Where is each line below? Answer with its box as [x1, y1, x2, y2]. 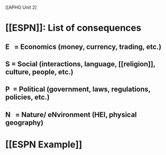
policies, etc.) [5, 93, 50, 101]
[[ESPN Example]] [5, 139, 83, 150]
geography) [5, 118, 43, 127]
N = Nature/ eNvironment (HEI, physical [5, 110, 137, 119]
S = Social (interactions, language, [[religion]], [5, 60, 156, 68]
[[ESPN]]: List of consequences [5, 22, 141, 34]
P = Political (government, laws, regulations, [5, 85, 151, 94]
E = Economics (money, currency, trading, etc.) [5, 42, 162, 51]
